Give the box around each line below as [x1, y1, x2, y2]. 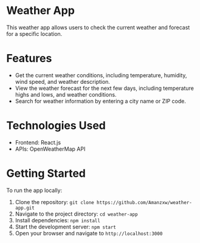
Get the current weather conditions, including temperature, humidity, [15, 71, 187, 79]
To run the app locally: [6, 187, 63, 194]
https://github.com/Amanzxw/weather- [96, 199, 193, 205]
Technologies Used [6, 119, 106, 132]
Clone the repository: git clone [15, 198, 94, 205]
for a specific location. [6, 30, 63, 37]
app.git [15, 205, 35, 211]
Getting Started [6, 166, 86, 180]
